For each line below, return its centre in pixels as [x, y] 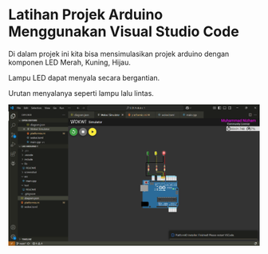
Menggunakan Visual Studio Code [124, 32]
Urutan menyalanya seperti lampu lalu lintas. [81, 93]
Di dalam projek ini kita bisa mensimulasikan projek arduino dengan [119, 54]
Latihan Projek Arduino [86, 15]
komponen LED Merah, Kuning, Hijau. [70, 62]
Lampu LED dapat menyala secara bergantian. [84, 77]
